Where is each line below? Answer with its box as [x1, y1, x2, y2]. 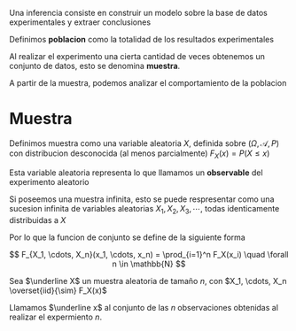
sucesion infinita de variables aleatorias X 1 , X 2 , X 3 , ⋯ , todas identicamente [9, 203, 280, 216]
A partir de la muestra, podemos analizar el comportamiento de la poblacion [9, 78, 287, 88]
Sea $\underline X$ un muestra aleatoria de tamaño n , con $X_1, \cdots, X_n [9, 275, 287, 286]
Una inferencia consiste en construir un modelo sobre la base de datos [9, 8, 268, 18]
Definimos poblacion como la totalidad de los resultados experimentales [9, 35, 275, 44]
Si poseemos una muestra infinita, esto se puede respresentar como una [9, 194, 275, 204]
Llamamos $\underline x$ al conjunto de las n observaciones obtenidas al [9, 302, 279, 312]
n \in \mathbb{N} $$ [112, 258, 186, 269]
